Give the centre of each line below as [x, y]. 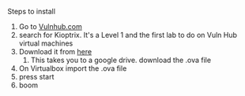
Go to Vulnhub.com [50, 26]
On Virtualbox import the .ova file [73, 68]
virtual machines [46, 43]
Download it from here [55, 52]
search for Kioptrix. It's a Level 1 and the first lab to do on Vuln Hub [128, 35]
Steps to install [32, 11]
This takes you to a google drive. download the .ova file [121, 60]
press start [36, 77]
